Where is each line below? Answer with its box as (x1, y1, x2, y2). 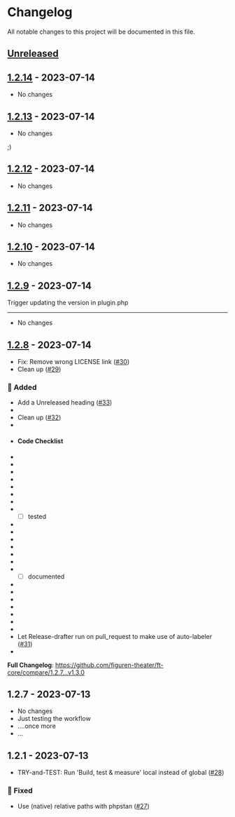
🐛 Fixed (7, 786, 33, 796)
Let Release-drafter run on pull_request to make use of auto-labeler (17, 632, 212, 640)
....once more (17, 722, 56, 730)
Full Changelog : (7, 661, 54, 669)
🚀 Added (7, 382, 37, 392)
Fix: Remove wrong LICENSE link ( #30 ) (17, 358, 130, 366)
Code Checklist (17, 436, 64, 445)
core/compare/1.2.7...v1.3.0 (7, 668, 85, 677)
